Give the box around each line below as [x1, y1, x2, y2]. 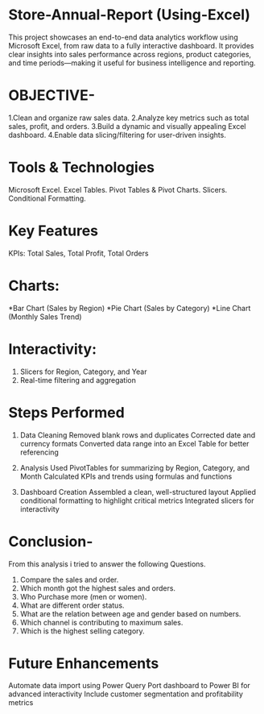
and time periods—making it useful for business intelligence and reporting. [8, 58, 256, 68]
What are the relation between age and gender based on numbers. [19, 608, 241, 618]
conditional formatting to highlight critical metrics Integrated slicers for [19, 496, 254, 505]
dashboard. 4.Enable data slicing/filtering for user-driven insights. [8, 130, 227, 139]
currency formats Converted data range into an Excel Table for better [19, 438, 250, 448]
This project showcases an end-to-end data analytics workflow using [8, 32, 239, 42]
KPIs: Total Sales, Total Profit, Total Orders [8, 248, 149, 258]
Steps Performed [8, 403, 125, 421]
